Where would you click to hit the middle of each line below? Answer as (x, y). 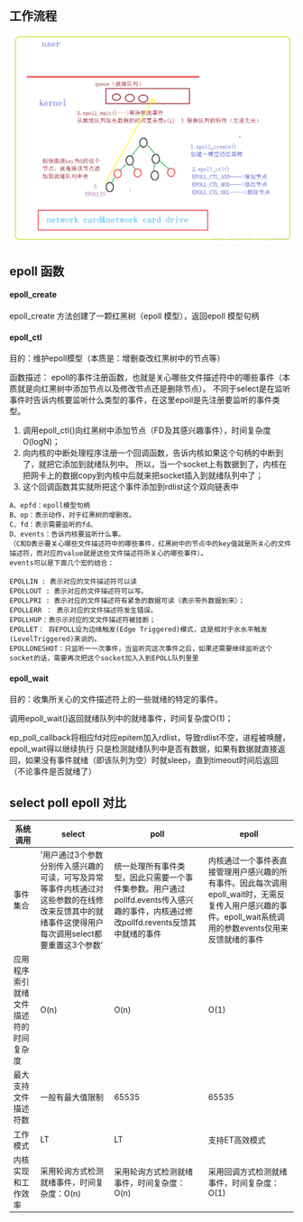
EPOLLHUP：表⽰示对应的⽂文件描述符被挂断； (83, 620)
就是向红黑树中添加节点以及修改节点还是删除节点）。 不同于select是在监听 (154, 389)
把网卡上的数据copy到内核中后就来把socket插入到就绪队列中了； (143, 475)
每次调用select (67, 933)
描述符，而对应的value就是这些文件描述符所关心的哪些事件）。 (108, 554)
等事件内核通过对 (72, 888)
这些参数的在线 (68, 899)
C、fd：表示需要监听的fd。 (53, 525)
